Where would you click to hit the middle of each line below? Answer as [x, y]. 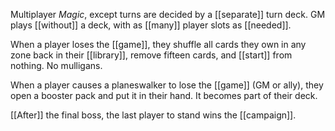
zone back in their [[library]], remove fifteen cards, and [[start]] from [151, 55]
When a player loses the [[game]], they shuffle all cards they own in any [158, 44]
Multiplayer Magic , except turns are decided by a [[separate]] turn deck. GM [168, 14]
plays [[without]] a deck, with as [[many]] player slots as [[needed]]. [151, 25]
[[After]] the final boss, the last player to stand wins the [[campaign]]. [153, 115]
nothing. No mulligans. [56, 65]
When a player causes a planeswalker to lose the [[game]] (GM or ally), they [167, 85]
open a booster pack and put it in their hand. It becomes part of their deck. [164, 95]
